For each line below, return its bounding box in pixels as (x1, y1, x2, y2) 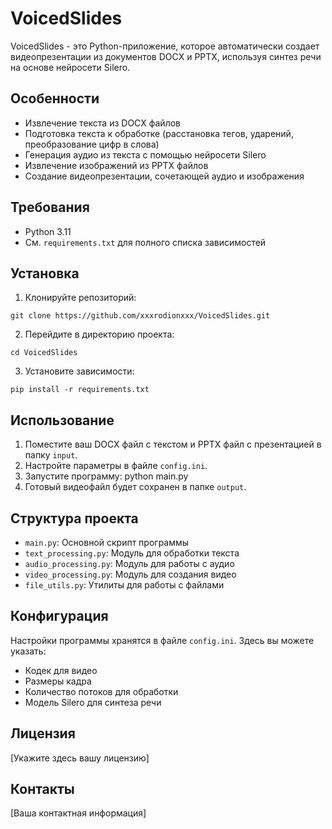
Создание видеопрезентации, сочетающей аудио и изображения (24, 170, 305, 182)
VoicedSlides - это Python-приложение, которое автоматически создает (10, 40, 320, 52)
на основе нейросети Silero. (10, 61, 131, 73)
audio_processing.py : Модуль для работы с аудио (24, 558, 235, 569)
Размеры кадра (24, 675, 92, 687)
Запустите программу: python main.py (24, 470, 189, 482)
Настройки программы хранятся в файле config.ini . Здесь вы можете (10, 634, 315, 646)
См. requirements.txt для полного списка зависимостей (24, 236, 267, 248)
